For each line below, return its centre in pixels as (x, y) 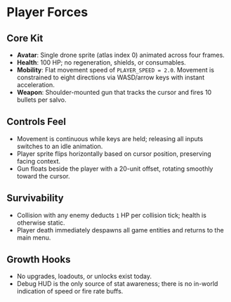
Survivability (35, 198)
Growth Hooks (39, 260)
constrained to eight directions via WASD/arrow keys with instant (111, 77)
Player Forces (47, 12)
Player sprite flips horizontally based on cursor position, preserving (114, 153)
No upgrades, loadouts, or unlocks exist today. (84, 276)
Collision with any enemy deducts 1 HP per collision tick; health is (111, 215)
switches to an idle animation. (60, 146)
